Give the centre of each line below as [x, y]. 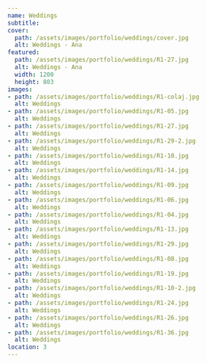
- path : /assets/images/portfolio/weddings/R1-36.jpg [98, 332]
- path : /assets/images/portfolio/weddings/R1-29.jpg [98, 244]
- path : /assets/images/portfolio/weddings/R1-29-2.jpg [102, 141]
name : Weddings [33, 15]
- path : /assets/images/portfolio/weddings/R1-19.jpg [98, 273]
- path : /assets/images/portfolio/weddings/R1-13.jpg [98, 229]
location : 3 [27, 347]
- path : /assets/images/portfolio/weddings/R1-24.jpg [98, 303]
